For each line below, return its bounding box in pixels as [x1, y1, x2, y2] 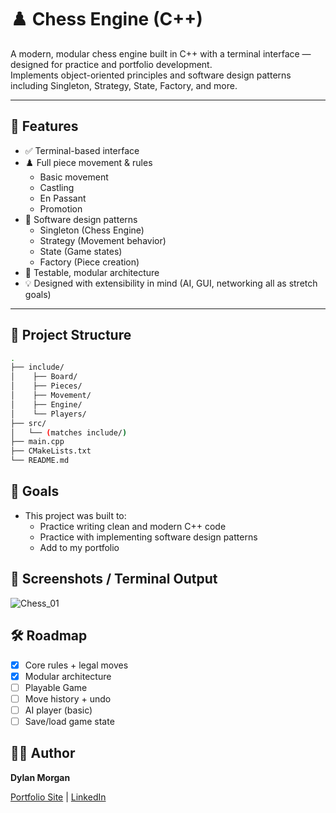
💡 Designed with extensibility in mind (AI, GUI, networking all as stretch [24, 277, 318, 289]
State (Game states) [39, 245, 123, 257]
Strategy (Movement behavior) [39, 234, 167, 246]
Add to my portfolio [39, 541, 120, 553]
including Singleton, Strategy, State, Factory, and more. [10, 79, 238, 91]
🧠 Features [10, 118, 79, 135]
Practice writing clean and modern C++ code [39, 520, 227, 532]
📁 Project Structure [10, 327, 132, 344]
